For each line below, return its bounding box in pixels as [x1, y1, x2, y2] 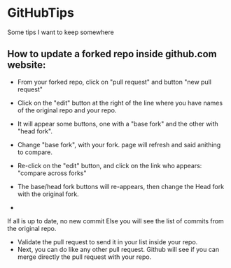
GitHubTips [7, 5, 75, 21]
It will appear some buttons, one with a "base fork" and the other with [17, 119, 218, 128]
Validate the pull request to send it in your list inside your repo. [17, 237, 198, 246]
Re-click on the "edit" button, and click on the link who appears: [17, 161, 202, 170]
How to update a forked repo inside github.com [7, 48, 217, 60]
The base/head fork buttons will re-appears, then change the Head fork [17, 182, 225, 191]
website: [7, 59, 46, 71]
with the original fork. [17, 190, 79, 198]
